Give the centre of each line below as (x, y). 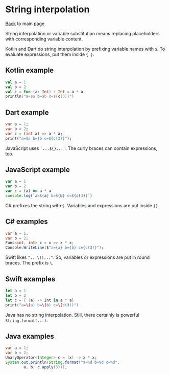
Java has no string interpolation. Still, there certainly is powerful (72, 315)
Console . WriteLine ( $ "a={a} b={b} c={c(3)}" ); (54, 248)
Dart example (27, 112)
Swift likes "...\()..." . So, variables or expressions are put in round (78, 257)
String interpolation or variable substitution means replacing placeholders (82, 33)
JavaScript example (38, 170)
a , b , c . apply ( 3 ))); (45, 367)
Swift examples (30, 279)
